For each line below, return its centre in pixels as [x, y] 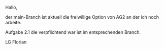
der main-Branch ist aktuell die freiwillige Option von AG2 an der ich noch [82, 17]
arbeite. [13, 22]
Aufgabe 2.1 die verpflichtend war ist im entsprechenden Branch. [73, 32]
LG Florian [16, 42]
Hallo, [11, 7]
